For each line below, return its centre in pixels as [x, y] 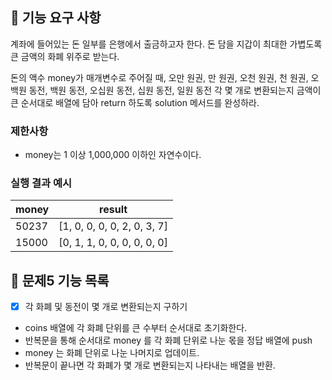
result [113, 210]
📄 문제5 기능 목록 [60, 280]
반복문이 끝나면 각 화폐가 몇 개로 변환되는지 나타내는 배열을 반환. [150, 365]
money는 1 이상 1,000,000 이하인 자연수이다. [113, 155]
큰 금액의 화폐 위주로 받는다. [65, 56]
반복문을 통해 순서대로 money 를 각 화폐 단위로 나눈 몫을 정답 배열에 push [168, 340]
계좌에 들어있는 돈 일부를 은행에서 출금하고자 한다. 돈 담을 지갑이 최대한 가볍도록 [166, 44]
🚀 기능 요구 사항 [56, 18]
